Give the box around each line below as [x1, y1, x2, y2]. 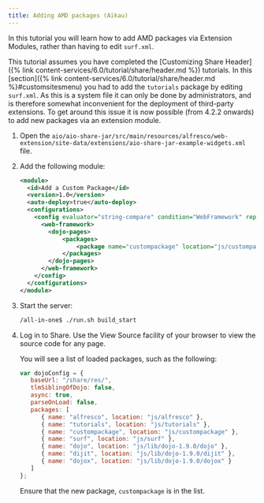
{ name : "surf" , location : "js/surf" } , [40, 435, 176, 443]
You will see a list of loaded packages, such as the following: [19, 354, 218, 363]
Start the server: [19, 300, 73, 310]
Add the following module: [19, 161, 106, 170]
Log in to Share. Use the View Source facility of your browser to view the [19, 330, 256, 340]
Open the [19, 131, 50, 140]
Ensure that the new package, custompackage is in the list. [19, 486, 205, 495]
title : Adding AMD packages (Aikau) [8, 11, 128, 20]
